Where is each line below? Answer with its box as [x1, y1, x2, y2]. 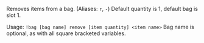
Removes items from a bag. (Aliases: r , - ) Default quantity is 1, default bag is [6, 5, 198, 12]
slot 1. [6, 12, 21, 19]
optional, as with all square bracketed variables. [6, 30, 126, 37]
